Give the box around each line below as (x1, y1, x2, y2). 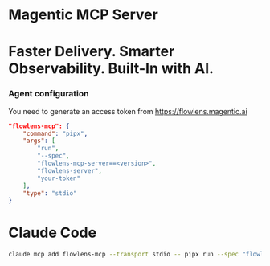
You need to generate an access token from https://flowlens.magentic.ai (8, 106, 247, 116)
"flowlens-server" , (37, 166, 103, 174)
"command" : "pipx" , (22, 129, 88, 137)
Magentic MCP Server (8, 6, 158, 24)
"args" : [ (22, 137, 56, 145)
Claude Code (8, 223, 97, 242)
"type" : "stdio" (22, 189, 78, 198)
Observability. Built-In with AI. (8, 59, 215, 78)
